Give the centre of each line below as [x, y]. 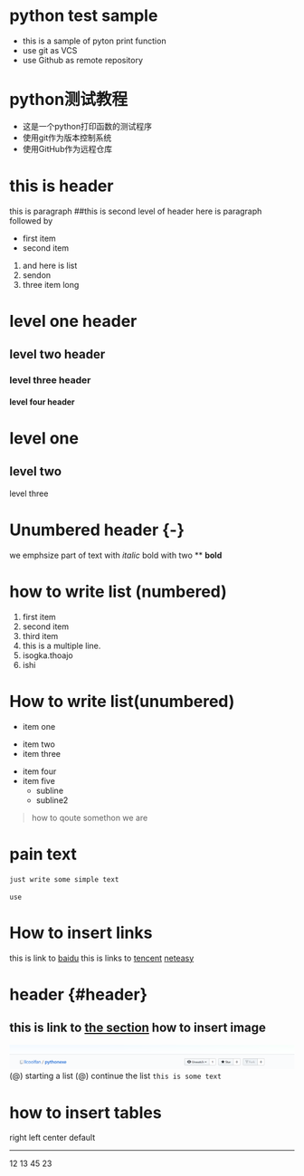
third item [40, 636]
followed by [31, 220]
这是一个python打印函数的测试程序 [87, 126]
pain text [43, 854]
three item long [51, 284]
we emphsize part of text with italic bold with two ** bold [116, 555]
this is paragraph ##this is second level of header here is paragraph [136, 211]
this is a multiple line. [62, 645]
